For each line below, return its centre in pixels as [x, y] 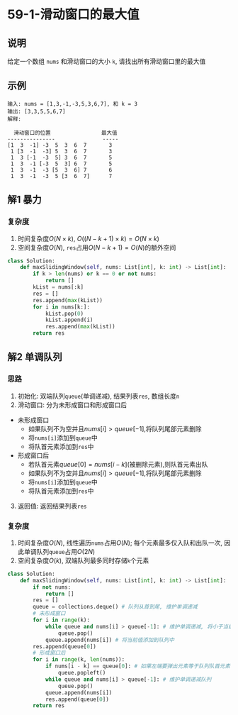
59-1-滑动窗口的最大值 [73, 15]
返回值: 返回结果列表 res [52, 506]
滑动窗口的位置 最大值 [66, 133]
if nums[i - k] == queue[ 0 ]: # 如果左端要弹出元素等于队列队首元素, [139, 666]
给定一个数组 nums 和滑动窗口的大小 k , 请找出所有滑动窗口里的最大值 [107, 61]
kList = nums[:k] [58, 287]
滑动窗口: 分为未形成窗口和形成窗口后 [72, 404]
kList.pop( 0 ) [64, 314]
